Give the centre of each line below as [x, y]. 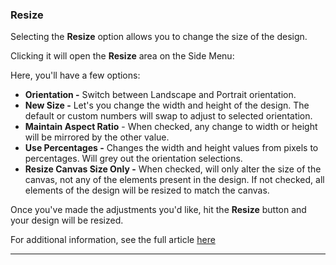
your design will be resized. [67, 220]
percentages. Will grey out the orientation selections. [133, 159]
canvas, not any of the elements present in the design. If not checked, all [174, 180]
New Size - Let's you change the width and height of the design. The [167, 105]
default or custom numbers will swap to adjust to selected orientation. [168, 116]
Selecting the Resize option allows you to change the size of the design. [159, 37]
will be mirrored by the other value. [97, 137]
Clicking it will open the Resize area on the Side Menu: [122, 56]
